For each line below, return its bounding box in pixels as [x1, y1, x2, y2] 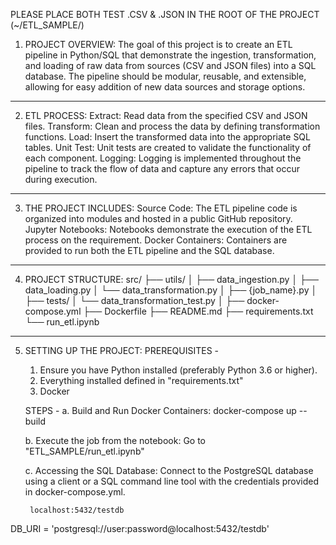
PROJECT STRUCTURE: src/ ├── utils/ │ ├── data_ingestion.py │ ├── [24, 274, 319, 285]
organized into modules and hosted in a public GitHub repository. [24, 213, 293, 224]
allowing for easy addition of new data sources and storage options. [24, 81, 306, 93]
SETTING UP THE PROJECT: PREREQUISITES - [24, 345, 220, 356]
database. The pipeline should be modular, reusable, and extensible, [24, 70, 307, 82]
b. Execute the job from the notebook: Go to [24, 435, 206, 446]
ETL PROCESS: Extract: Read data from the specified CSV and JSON [24, 110, 308, 121]
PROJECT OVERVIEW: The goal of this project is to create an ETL [24, 39, 293, 50]
